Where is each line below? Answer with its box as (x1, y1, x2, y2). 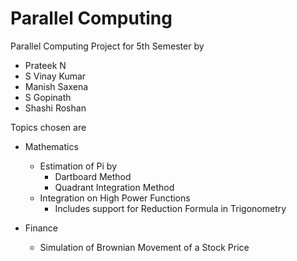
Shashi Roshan (24, 102, 87, 114)
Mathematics (24, 140, 79, 152)
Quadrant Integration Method (54, 181, 175, 193)
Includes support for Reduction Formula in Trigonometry (54, 202, 287, 214)
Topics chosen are (10, 121, 87, 133)
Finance (24, 222, 59, 234)
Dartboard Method (54, 170, 132, 182)
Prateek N (24, 59, 67, 71)
